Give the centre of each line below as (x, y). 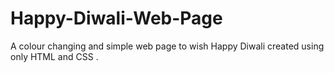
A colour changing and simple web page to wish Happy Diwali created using (167, 46)
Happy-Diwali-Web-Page (116, 18)
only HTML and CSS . (54, 56)
